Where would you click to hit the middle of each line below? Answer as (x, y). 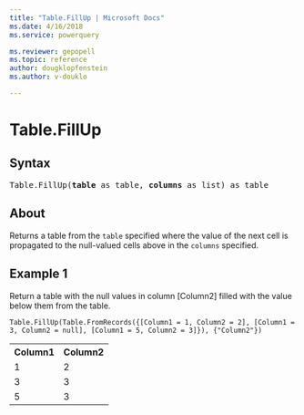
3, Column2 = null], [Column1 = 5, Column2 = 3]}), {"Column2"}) (136, 330)
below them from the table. (60, 306)
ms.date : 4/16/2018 (46, 26)
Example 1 (39, 274)
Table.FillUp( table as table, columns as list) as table (139, 185)
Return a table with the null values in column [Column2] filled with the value (151, 296)
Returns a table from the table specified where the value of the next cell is (149, 235)
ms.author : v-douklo (49, 77)
